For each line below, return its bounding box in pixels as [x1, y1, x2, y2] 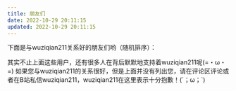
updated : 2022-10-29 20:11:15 [7, 23, 97, 30]
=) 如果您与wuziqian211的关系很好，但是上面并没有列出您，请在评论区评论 [7, 67, 223, 76]
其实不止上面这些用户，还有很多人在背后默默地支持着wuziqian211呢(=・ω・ [7, 58, 227, 66]
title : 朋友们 [7, 10, 46, 17]
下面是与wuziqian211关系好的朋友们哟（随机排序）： [7, 43, 156, 52]
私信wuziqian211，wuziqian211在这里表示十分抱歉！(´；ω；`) [30, 76, 206, 84]
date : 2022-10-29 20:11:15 [7, 17, 87, 24]
